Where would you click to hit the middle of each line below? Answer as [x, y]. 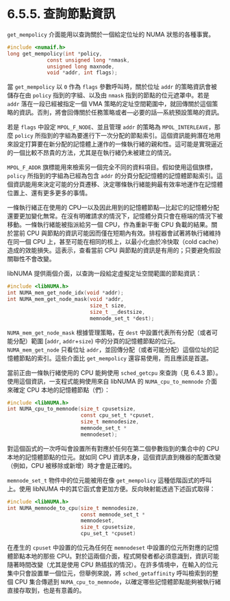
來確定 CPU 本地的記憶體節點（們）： [59, 390]
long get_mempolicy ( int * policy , [55, 53]
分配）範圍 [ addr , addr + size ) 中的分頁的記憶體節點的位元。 [96, 341]
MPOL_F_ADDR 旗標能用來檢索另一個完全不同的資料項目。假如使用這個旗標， [112, 167]
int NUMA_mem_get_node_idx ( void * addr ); [66, 293]
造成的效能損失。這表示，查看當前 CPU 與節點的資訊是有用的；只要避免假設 [114, 250]
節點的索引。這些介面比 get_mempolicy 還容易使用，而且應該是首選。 [115, 358]
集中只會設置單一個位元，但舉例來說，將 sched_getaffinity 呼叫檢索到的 [110, 574]
